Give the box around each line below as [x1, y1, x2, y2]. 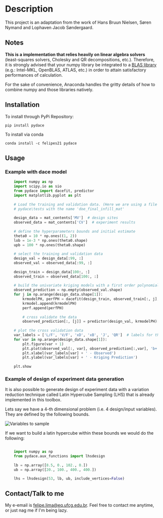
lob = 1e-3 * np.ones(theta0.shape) [14, 238, 88, 243]
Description [5, 3, 53, 15]
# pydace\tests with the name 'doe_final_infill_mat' [14, 206, 125, 211]
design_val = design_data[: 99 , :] [14, 256, 83, 261]
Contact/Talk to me [5, 489, 65, 498]
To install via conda [5, 131, 44, 137]
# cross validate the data [22, 314, 77, 319]
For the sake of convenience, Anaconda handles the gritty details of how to [5, 81, 155, 87]
